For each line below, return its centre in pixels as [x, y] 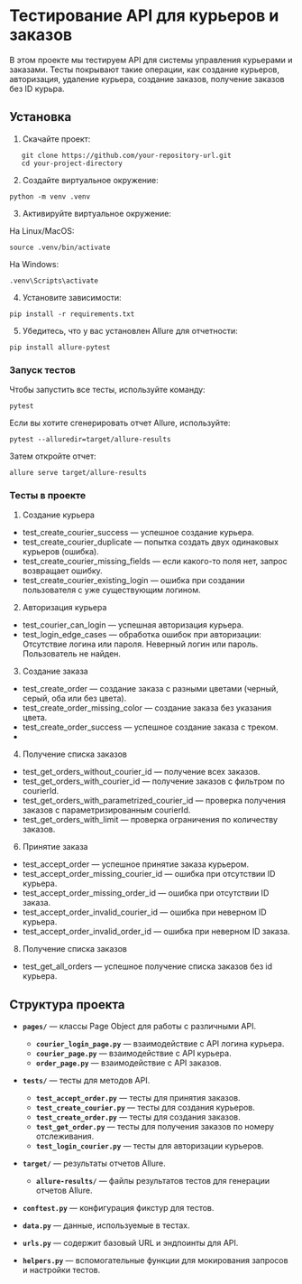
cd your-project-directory [72, 163]
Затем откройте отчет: [53, 456]
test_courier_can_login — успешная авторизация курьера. [133, 625]
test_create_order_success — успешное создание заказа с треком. [150, 727]
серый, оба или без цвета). [74, 698]
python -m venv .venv [50, 196]
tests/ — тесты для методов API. [86, 1081]
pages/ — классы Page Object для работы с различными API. [139, 1027]
